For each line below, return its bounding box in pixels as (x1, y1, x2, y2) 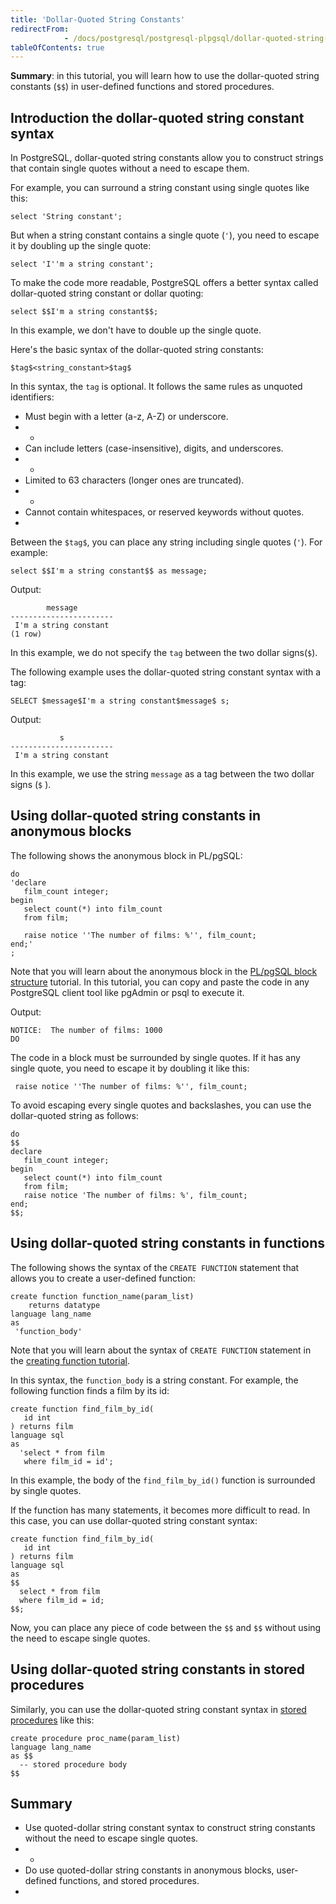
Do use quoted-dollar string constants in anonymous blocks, (24, 1864, 275, 1876)
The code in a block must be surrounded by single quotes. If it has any (10, 1051, 301, 1063)
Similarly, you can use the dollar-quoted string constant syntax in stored (10, 1703, 307, 1715)
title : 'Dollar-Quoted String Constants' (10, 14, 186, 25)
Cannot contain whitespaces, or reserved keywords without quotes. (24, 506, 305, 518)
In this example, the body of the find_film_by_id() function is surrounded (10, 1474, 316, 1486)
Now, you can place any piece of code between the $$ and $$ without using (10, 1621, 322, 1633)
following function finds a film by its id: (10, 1384, 170, 1396)
